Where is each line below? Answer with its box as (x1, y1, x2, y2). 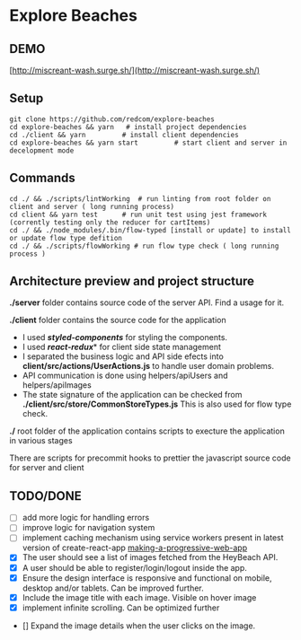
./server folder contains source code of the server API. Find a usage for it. (9, 297, 285, 308)
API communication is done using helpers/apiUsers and (22, 370, 228, 381)
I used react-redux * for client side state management (22, 342, 222, 353)
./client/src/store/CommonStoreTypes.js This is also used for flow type (22, 399, 292, 409)
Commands (9, 171, 76, 186)
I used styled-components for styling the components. (22, 332, 227, 343)
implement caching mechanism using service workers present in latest (22, 532, 285, 543)
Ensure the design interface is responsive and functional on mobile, (22, 572, 272, 583)
